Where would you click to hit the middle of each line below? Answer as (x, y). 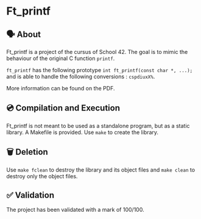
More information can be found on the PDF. (61, 88)
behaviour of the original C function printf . (61, 58)
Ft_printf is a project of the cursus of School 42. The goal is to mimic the (97, 52)
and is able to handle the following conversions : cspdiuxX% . (81, 76)
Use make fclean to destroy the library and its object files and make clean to (101, 170)
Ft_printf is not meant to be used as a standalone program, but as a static (98, 126)
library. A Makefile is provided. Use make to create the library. (83, 132)
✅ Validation (30, 195)
